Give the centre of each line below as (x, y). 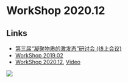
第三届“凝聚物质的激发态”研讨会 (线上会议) (68, 49)
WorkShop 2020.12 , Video (48, 62)
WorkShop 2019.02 (39, 55)
